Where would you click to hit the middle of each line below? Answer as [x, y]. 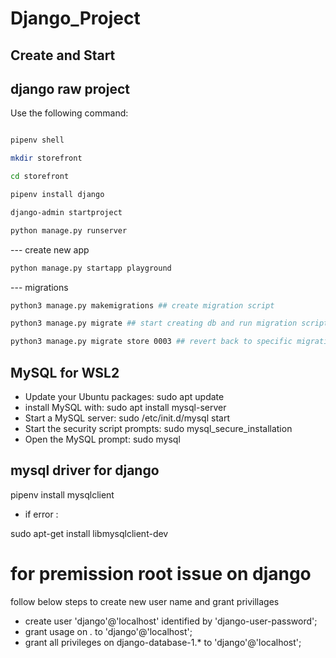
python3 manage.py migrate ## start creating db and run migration [154, 323]
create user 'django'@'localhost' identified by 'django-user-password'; [171, 621]
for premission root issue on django [161, 573]
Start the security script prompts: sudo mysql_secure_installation [158, 428]
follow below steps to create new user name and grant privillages [145, 601]
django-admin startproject [66, 212]
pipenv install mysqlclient [62, 494]
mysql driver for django [85, 470]
